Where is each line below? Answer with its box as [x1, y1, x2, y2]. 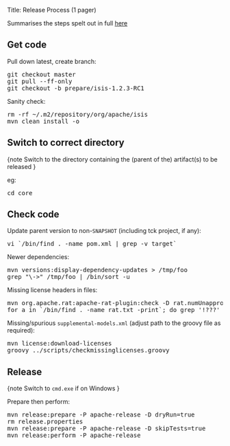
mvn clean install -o [7, 117, 80, 125]
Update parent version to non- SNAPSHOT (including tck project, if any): [7, 227, 202, 235]
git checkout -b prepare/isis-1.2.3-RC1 [7, 84, 145, 92]
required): [7, 326, 36, 335]
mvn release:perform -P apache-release [7, 432, 141, 439]
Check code [7, 209, 60, 221]
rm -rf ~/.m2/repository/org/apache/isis [7, 110, 149, 118]
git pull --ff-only [7, 77, 73, 85]
